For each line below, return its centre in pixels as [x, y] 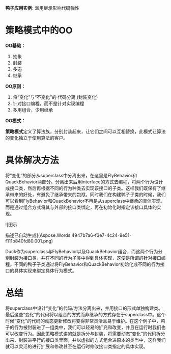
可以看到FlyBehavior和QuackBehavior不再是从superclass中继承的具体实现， [85, 201]
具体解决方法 [32, 160]
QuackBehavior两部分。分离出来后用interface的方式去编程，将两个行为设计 [84, 182]
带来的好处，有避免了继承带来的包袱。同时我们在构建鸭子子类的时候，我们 [88, 194]
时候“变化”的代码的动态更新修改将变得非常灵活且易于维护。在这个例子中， [83, 321]
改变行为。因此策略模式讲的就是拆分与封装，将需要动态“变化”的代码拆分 [90, 334]
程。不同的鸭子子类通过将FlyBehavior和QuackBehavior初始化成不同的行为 [83, 264]
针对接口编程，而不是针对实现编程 [48, 103]
